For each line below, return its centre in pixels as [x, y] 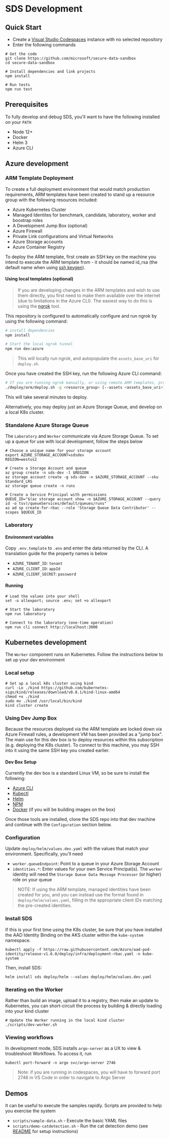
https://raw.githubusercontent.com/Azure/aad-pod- [98, 949]
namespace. [18, 940]
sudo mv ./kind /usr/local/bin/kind [44, 701]
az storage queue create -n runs [40, 486]
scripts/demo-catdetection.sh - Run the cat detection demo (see [80, 1126]
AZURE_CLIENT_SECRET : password [44, 574]
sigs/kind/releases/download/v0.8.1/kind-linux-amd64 [63, 692]
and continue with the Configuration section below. [59, 825]
